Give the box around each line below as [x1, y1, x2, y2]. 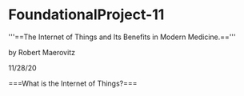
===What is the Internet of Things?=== [8, 78, 138, 88]
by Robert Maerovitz [8, 47, 76, 57]
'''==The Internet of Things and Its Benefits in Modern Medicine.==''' [8, 32, 236, 42]
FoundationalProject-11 [8, 6, 165, 24]
